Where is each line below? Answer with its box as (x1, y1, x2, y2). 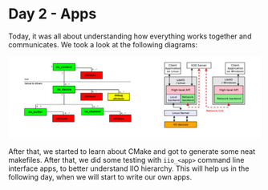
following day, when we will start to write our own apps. (8, 172, 193, 181)
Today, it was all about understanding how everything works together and (8, 31, 252, 41)
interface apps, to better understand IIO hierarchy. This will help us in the (8, 164, 250, 173)
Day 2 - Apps (8, 5, 97, 23)
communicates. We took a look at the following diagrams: (8, 39, 198, 49)
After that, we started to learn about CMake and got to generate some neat (8, 146, 256, 156)
